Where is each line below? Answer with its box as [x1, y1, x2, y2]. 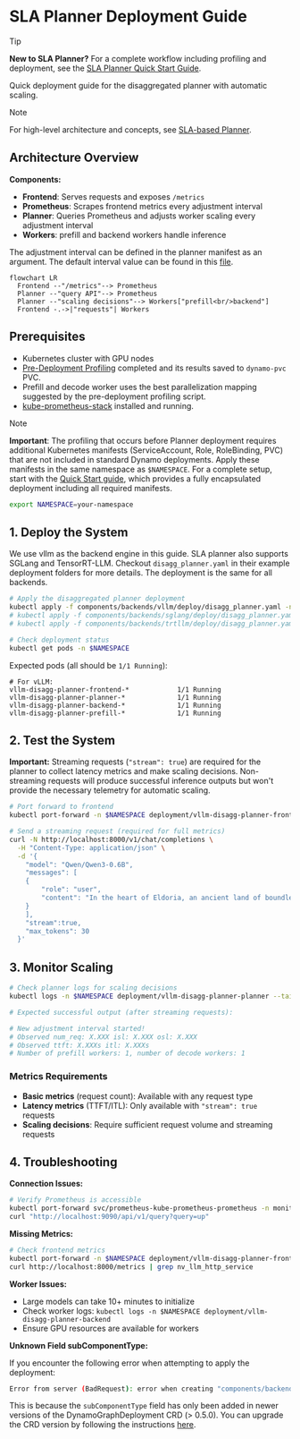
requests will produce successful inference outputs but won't [47, 776, 274, 787]
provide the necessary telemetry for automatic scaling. [9, 785, 212, 796]
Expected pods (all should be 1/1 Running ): [9, 660, 168, 670]
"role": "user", [41, 885, 102, 894]
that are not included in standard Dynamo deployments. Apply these [9, 454, 261, 464]
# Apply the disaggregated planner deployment [9, 594, 186, 603]
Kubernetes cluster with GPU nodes [21, 353, 154, 363]
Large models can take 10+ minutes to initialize [21, 1296, 195, 1307]
